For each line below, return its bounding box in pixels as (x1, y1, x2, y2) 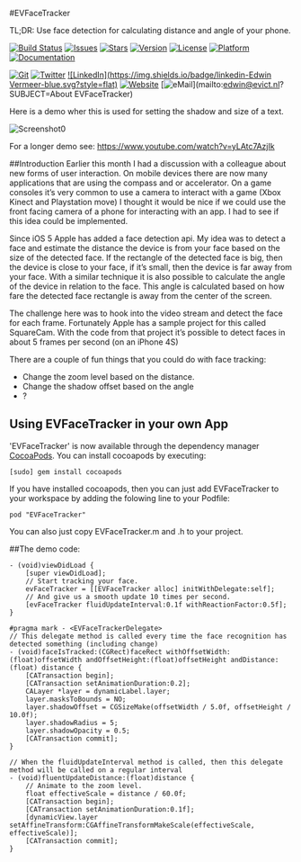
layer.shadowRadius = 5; (25, 718, 119, 727)
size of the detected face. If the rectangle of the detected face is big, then (9, 252, 283, 263)
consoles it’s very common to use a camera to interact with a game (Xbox (9, 187, 281, 197)
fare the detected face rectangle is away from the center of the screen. (9, 291, 272, 301)
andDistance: (230, 655, 279, 664)
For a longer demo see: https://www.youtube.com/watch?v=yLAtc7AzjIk (9, 141, 276, 151)
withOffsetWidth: (165, 647, 231, 656)
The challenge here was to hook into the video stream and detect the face (9, 308, 283, 319)
